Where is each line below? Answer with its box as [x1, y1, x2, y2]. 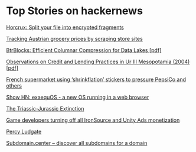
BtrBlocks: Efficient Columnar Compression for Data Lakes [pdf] [6, 46, 162, 54]
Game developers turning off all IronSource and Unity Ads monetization [6, 117, 180, 124]
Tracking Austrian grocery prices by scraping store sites [6, 35, 143, 42]
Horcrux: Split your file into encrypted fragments [6, 24, 124, 31]
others [6, 82, 22, 89]
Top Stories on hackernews [6, 4, 143, 18]
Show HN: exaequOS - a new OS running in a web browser [6, 93, 149, 101]
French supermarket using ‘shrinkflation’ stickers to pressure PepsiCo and [6, 76, 187, 83]
